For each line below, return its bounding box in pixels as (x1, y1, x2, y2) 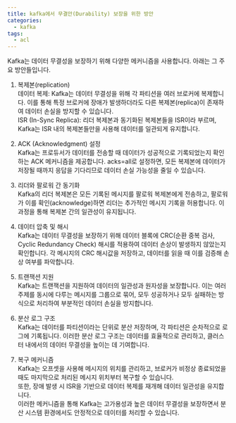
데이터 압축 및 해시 (17, 223, 69, 231)
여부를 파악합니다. (25, 258, 75, 266)
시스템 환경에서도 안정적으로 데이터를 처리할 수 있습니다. (25, 408, 180, 417)
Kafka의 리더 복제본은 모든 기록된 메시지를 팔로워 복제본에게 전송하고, (17, 190, 209, 198)
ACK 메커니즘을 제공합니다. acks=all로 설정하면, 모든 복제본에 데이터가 (30, 157, 225, 166)
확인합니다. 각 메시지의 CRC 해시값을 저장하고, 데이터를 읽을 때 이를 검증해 (17, 249, 223, 257)
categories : (7, 17, 42, 24)
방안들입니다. (14, 66, 51, 74)
